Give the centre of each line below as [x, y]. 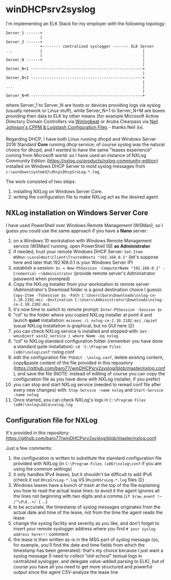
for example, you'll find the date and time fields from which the [79, 545]
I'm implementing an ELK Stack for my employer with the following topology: [86, 24]
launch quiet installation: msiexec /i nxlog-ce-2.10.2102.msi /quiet [85, 320]
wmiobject [24, 336]
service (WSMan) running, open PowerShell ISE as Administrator [82, 246]
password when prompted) [41, 278]
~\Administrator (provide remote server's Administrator [97, 273]
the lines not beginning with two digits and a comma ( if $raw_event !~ [88, 496]
